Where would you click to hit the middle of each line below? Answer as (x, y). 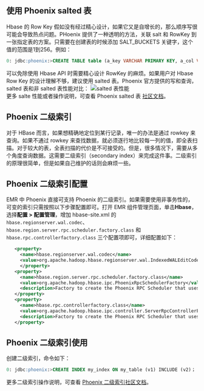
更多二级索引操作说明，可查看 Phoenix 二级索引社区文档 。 (79, 382)
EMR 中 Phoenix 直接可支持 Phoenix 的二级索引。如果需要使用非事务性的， (100, 199)
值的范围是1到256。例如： (39, 49)
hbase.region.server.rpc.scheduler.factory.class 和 (74, 230)
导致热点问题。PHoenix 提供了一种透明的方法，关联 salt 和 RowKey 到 (110, 34)
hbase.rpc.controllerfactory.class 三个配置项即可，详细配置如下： (92, 238)
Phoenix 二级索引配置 (47, 184)
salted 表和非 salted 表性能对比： (48, 88)
